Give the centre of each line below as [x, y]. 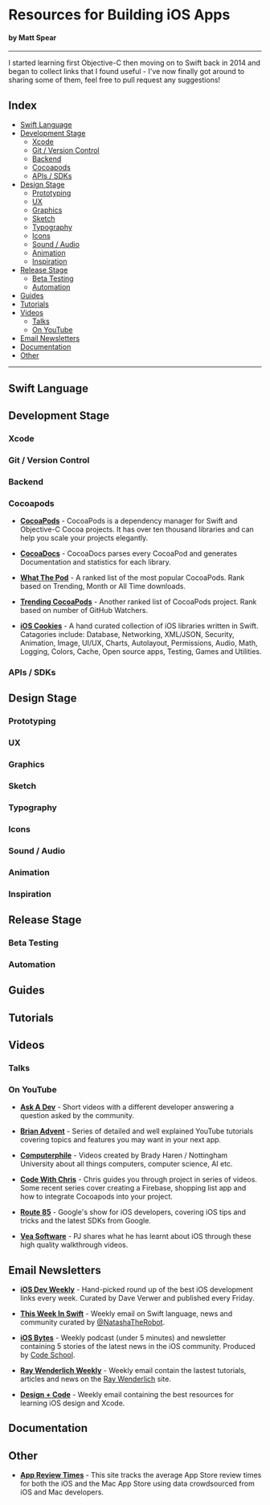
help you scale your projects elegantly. [84, 538]
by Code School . [47, 1355]
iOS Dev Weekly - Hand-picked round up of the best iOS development [136, 1289]
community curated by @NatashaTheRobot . [92, 1322]
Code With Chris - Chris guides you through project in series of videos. [138, 1179]
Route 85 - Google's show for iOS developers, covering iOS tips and [133, 1212]
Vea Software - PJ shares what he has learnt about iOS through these [135, 1236]
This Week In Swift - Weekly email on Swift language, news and [126, 1314]
